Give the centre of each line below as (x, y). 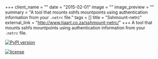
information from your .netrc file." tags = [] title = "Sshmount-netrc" (74, 17)
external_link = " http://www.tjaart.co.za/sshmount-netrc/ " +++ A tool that (79, 22)
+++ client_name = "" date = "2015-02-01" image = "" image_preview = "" (80, 7)
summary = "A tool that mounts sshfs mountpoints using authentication (76, 12)
